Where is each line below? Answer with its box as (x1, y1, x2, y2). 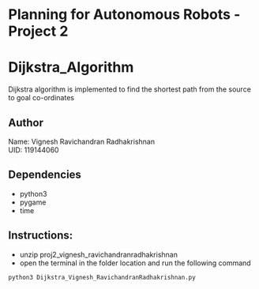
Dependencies (8, 168, 81, 182)
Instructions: (8, 229, 73, 242)
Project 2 (8, 22, 69, 40)
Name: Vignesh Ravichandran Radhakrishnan (8, 137, 156, 146)
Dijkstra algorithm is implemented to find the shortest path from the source (8, 84, 251, 94)
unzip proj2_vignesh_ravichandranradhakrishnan (19, 250, 178, 259)
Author (8, 116, 43, 129)
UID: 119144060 (8, 144, 59, 155)
